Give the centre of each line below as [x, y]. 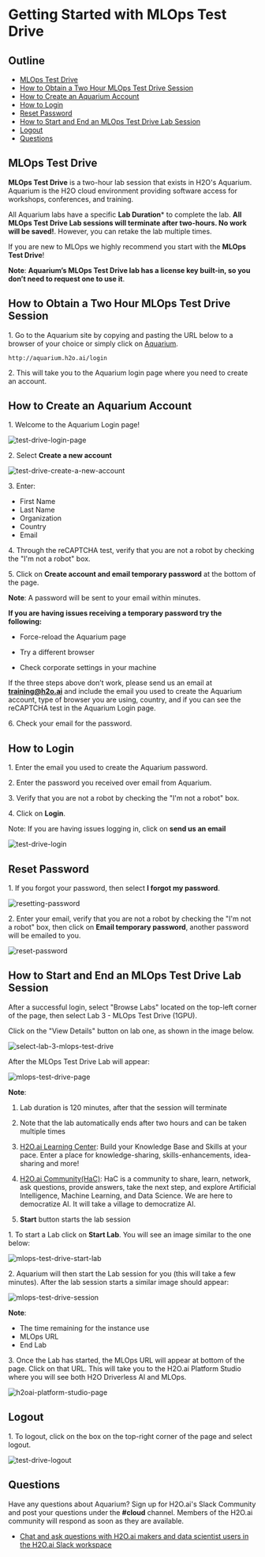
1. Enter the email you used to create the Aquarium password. [108, 767]
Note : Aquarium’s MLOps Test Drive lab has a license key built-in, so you [129, 270]
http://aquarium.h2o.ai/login [58, 358]
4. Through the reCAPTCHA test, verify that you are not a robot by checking [131, 551]
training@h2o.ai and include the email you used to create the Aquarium [125, 691]
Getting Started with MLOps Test [118, 15]
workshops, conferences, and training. [71, 199]
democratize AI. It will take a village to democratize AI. [108, 1203]
